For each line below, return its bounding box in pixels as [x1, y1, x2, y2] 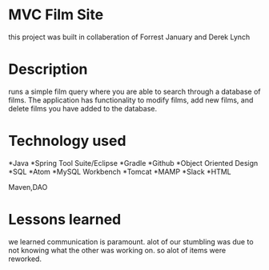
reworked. [8, 254, 42, 264]
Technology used [8, 132, 126, 150]
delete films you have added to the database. [8, 103, 158, 113]
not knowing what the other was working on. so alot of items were [8, 245, 227, 255]
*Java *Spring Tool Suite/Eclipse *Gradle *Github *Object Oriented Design [8, 158, 259, 167]
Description [8, 60, 88, 79]
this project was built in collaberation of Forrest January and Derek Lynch [8, 32, 251, 42]
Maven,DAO [8, 182, 48, 191]
